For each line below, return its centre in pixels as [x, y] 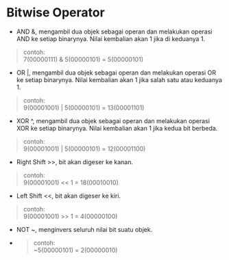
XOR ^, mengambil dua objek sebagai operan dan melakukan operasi [113, 120]
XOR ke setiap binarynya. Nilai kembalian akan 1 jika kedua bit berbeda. [117, 128]
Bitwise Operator [56, 13]
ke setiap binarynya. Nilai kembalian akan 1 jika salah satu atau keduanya [119, 79]
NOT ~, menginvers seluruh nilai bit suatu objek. [84, 229]
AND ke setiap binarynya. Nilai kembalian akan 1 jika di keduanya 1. [111, 38]
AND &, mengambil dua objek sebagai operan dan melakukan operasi [114, 31]
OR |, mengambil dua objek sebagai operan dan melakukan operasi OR [116, 73]
